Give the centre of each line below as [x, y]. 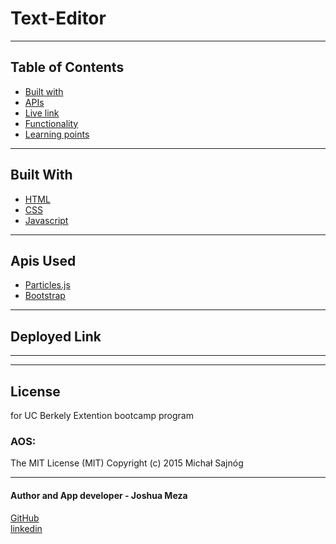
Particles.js [47, 285]
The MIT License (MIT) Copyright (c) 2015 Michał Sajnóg [127, 463]
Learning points [57, 134]
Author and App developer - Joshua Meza [99, 495]
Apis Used [43, 260]
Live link [42, 113]
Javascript [46, 220]
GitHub [25, 518]
